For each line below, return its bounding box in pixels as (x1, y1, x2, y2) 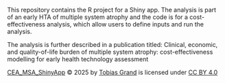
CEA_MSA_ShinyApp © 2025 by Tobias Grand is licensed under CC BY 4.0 (7, 68, 218, 76)
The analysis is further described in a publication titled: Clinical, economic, (7, 41, 218, 48)
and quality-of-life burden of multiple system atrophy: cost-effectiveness (7, 48, 213, 56)
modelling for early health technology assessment (7, 55, 149, 63)
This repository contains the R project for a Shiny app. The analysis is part (7, 6, 217, 14)
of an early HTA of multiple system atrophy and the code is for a (7, 13, 189, 21)
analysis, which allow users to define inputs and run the (47, 20, 204, 28)
